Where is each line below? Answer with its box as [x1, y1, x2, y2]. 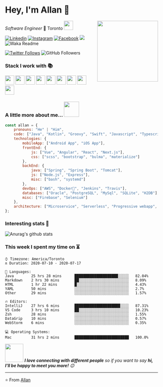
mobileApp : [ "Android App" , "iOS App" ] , [22, 141, 105, 146]
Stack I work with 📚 [5, 62, 53, 69]
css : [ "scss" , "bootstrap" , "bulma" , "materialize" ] [31, 154, 140, 159]
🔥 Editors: [5, 299, 28, 304]
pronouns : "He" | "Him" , [14, 127, 64, 132]
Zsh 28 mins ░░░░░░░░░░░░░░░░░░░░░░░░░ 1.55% [5, 312, 147, 317]
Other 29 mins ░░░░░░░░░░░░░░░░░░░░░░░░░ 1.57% [5, 290, 147, 296]
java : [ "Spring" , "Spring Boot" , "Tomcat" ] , [31, 168, 123, 173]
